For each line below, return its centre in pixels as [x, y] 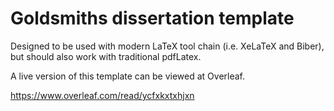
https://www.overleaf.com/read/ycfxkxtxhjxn [102, 95]
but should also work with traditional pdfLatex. [106, 56]
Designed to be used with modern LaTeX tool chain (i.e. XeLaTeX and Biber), [167, 46]
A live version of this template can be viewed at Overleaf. [128, 76]
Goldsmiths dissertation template [152, 18]
